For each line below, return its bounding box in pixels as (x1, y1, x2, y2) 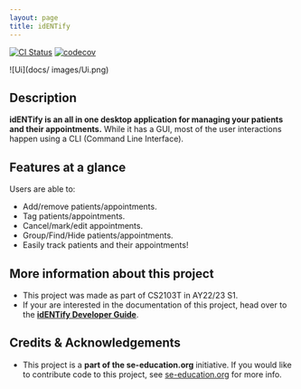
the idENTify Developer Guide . (22, 308, 139, 319)
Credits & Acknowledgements (9, 336, 181, 351)
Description (9, 90, 77, 105)
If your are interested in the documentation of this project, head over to (22, 299, 287, 310)
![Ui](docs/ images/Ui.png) (9, 64, 109, 75)
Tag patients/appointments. (22, 211, 126, 222)
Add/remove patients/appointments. (22, 201, 157, 213)
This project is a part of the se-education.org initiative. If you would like (22, 359, 292, 370)
